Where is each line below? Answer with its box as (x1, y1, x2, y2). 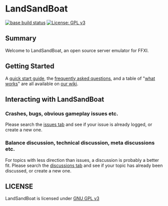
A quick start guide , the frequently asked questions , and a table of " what (5, 75, 155, 81)
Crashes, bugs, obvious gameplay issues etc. (5, 110, 119, 117)
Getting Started (5, 62, 55, 71)
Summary (5, 34, 37, 43)
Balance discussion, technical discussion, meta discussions (5, 139, 155, 146)
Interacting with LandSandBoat (5, 95, 104, 103)
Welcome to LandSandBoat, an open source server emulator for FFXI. (5, 47, 149, 53)
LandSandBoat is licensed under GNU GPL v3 (5, 195, 99, 201)
